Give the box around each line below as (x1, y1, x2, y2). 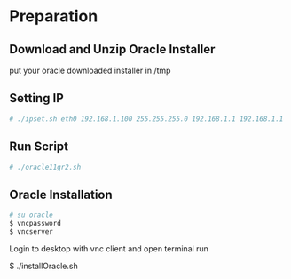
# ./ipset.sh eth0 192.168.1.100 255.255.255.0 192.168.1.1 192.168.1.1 (9, 114, 284, 124)
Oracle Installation (9, 187, 113, 202)
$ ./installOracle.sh (9, 260, 78, 271)
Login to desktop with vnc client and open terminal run (9, 243, 208, 254)
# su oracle (9, 211, 53, 219)
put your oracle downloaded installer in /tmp (9, 65, 171, 76)
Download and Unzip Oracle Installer (9, 42, 216, 57)
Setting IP (9, 91, 64, 106)
